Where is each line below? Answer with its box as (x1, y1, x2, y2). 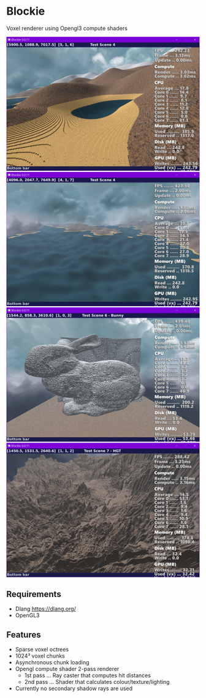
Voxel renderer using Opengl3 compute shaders (6, 24, 128, 32)
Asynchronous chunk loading (15, 659, 90, 666)
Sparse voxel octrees (15, 646, 69, 653)
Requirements (6, 589, 61, 599)
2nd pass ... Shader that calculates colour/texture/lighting (24, 678, 170, 686)
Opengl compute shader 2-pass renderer (15, 666, 120, 673)
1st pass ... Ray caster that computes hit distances (24, 672, 151, 679)
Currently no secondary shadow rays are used (15, 685, 133, 692)
